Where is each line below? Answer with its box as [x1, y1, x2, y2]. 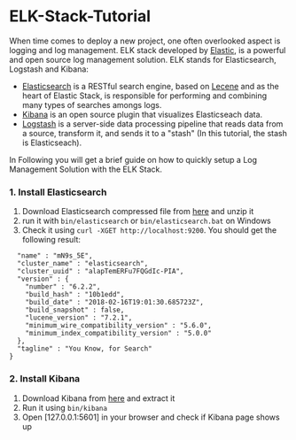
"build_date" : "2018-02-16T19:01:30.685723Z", [25, 298, 204, 307]
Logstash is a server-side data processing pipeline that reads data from [21, 118, 284, 129]
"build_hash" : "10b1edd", [25, 290, 125, 299]
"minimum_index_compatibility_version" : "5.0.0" [25, 329, 213, 338]
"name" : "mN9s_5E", [17, 251, 93, 260]
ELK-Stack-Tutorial [9, 6, 152, 27]
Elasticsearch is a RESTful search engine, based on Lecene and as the [21, 81, 279, 91]
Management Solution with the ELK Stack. [9, 164, 162, 174]
